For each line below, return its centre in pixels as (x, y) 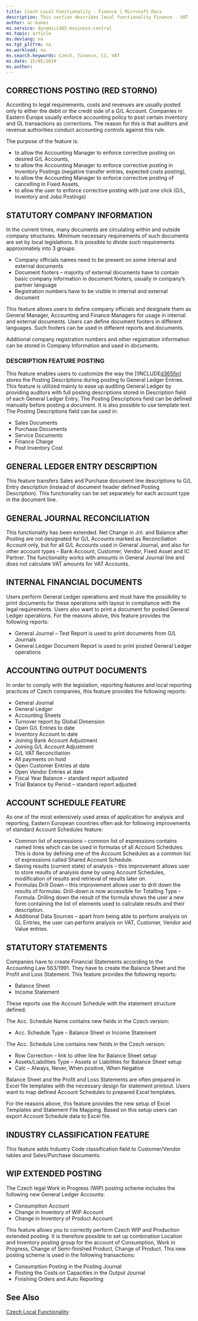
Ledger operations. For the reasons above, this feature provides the (88, 615)
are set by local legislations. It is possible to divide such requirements (90, 242)
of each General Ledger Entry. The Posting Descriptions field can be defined (99, 399)
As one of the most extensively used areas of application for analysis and (95, 817)
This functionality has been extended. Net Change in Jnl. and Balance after (97, 532)
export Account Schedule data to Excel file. (59, 1116)
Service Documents (39, 436)
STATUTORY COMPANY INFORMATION (79, 215)
